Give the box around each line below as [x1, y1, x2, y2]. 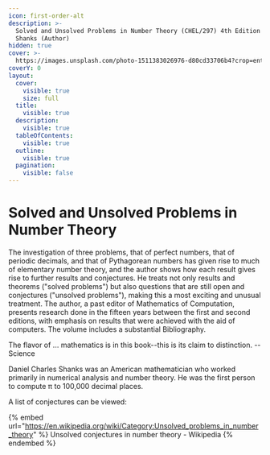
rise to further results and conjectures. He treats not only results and [8, 273, 235, 283]
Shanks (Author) [15, 34, 70, 43]
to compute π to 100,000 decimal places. [8, 381, 144, 391]
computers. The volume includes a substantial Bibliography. [8, 324, 207, 334]
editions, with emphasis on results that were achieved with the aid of [8, 316, 235, 325]
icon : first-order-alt [8, 11, 84, 20]
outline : [15, 147, 45, 155]
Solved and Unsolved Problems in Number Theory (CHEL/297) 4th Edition [15, 27, 261, 35]
